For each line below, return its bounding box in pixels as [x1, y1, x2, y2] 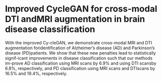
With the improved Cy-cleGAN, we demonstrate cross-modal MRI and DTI [5, 40, 152, 45]
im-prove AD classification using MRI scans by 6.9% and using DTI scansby [5, 60, 157, 66]
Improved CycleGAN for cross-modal [5, 3, 158, 14]
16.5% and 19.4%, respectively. [5, 70, 67, 76]
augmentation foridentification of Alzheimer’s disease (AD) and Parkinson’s [5, 45, 155, 51]
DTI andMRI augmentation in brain [5, 13, 146, 25]
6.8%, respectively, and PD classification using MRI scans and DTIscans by [5, 65, 155, 71]
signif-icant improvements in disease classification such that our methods [5, 55, 153, 61]
